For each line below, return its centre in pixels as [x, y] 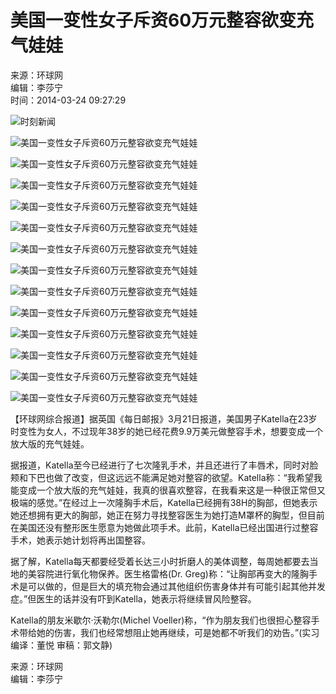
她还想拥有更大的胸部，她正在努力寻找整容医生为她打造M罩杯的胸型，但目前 [167, 515]
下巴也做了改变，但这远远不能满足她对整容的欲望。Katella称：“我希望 [170, 477]
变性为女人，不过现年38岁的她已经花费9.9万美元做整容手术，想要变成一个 [171, 431]
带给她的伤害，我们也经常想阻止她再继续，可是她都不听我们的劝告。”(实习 [169, 632]
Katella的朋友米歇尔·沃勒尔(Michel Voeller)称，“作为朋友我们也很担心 [152, 620]
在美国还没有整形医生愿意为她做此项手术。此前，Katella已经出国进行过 [156, 527]
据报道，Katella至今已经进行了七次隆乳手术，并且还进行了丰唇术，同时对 [160, 465]
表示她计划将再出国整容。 [97, 540]
